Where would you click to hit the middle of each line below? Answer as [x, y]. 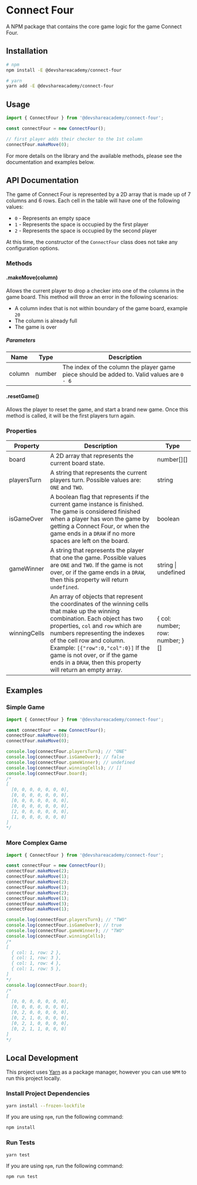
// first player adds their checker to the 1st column [74, 139]
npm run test [22, 1177]
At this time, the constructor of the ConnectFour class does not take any [92, 242]
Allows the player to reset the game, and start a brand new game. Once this [97, 409]
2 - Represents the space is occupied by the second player [86, 231]
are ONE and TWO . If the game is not [97, 565]
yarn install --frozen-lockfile [45, 1106]
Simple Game [26, 707]
